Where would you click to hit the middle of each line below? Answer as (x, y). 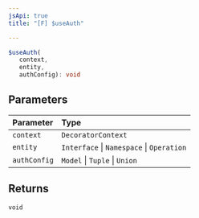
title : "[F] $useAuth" (46, 23)
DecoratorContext (94, 135)
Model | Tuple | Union (99, 160)
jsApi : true (28, 16)
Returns (29, 189)
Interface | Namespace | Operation (124, 147)
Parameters (38, 100)
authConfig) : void (50, 75)
